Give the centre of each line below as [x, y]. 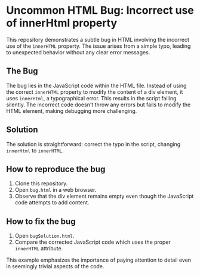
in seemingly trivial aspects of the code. [55, 266]
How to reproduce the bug [56, 169]
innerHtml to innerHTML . [35, 151]
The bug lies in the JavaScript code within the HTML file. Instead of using [96, 85]
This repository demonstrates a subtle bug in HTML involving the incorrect [98, 39]
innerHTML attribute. [39, 249]
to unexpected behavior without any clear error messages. [78, 52]
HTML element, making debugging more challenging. [72, 111]
